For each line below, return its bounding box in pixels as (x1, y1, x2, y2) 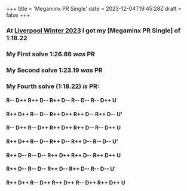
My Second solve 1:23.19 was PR (6, 66, 103, 74)
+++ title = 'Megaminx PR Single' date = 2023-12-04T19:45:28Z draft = (6, 5, 182, 12)
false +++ (6, 11, 30, 19)
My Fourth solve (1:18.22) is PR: (6, 82, 100, 90)
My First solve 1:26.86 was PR (6, 50, 96, 58)
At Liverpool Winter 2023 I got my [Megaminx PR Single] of (6, 26, 181, 35)
